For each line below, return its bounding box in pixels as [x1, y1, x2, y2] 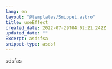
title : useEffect [5, 19, 48, 25]
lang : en [5, 8, 27, 15]
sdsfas [5, 57, 22, 64]
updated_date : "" [5, 30, 48, 36]
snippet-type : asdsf [5, 42, 57, 47]
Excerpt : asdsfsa [5, 36, 48, 42]
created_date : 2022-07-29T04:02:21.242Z [5, 25, 107, 31]
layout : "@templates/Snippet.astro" [5, 14, 95, 20]
